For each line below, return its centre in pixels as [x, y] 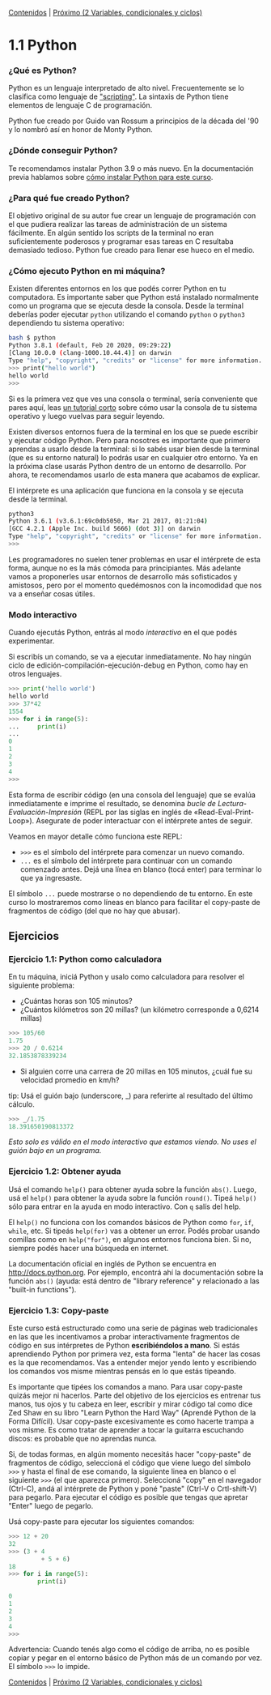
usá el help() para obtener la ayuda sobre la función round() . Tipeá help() [133, 1198]
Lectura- [232, 803]
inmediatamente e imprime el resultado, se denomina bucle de [112, 803]
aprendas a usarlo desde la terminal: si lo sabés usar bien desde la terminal [134, 449]
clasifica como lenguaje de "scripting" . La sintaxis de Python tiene [119, 96]
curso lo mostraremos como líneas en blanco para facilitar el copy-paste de [134, 902]
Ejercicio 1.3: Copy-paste [59, 1310]
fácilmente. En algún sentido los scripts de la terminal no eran [111, 233]
